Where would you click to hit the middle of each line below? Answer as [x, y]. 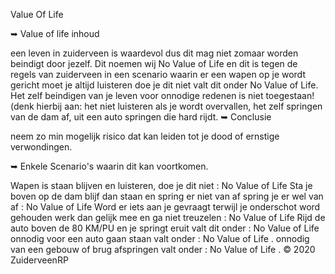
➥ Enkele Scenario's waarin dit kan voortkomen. [109, 166]
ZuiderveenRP [39, 260]
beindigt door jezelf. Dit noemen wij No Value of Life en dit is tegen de [154, 63]
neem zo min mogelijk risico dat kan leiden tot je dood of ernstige [145, 136]
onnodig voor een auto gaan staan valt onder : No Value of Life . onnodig [160, 238]
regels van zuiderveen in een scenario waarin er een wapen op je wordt [158, 74]
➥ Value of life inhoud [55, 33]
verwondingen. [41, 147]
